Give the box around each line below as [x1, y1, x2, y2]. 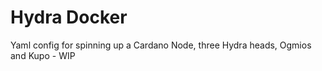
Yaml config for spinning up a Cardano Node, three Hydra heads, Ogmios [10, 39, 312, 51]
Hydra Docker [10, 6, 128, 29]
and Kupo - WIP [10, 49, 76, 61]
